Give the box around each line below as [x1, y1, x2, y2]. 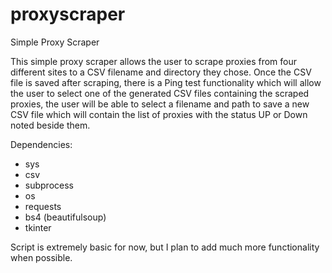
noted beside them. [10, 119, 91, 131]
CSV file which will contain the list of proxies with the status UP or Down [10, 108, 308, 120]
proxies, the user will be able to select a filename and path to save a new [10, 98, 310, 110]
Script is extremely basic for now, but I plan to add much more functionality [10, 241, 320, 253]
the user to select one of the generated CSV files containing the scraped [10, 87, 310, 99]
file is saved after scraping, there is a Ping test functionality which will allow [10, 76, 322, 88]
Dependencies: [10, 138, 73, 150]
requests [24, 200, 62, 212]
